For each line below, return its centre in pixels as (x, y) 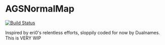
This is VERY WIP (23, 38)
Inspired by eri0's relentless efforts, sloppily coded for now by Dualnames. (83, 32)
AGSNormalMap (40, 9)
